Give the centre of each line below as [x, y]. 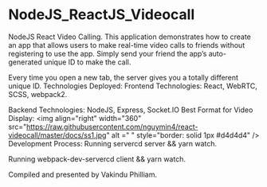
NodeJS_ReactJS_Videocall [102, 15]
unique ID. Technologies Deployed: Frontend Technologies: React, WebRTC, [133, 86]
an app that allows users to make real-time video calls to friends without [127, 45]
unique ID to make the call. [87, 62]
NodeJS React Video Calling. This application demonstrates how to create [130, 37]
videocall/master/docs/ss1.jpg [57, 135]
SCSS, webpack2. [38, 94]
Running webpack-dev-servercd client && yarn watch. [97, 159]
